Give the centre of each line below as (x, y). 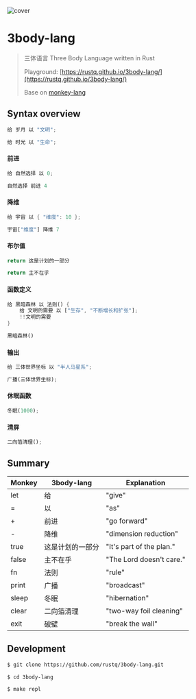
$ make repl (24, 689)
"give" (116, 495)
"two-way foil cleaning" (144, 611)
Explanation (146, 482)
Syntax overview (44, 114)
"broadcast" (125, 585)
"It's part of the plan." (140, 546)
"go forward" (127, 521)
